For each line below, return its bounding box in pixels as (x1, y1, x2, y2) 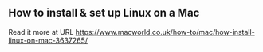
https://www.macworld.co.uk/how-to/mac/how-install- (75, 27, 255, 36)
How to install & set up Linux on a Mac (8, 6, 200, 20)
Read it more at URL (8, 27, 74, 36)
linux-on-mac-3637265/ (8, 35, 88, 45)
